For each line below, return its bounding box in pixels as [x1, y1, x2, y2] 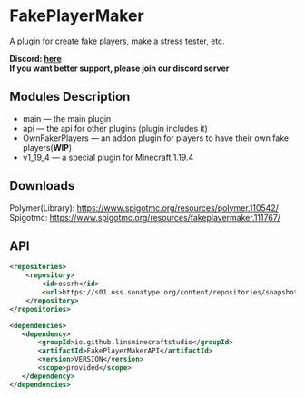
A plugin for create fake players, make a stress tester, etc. [9, 35, 225, 46]
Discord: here [9, 53, 62, 64]
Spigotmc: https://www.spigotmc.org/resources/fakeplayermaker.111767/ [9, 212, 281, 223]
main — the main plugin [22, 113, 112, 124]
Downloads [9, 178, 75, 194]
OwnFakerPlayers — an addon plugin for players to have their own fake [22, 133, 289, 144]
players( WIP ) [22, 142, 73, 153]
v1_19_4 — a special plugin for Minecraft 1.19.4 [22, 152, 194, 163]
